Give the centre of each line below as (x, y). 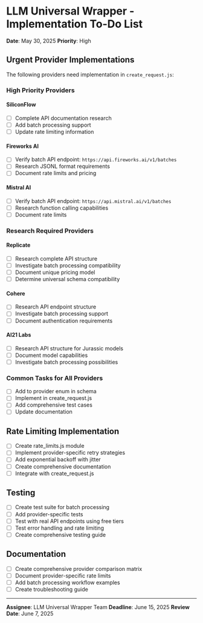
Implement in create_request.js (53, 398)
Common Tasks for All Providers (55, 378)
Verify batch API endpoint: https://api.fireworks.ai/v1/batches (96, 159)
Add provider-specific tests (49, 514)
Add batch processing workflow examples (67, 582)
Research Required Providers (50, 230)
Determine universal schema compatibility (67, 279)
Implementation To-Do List (75, 24)
